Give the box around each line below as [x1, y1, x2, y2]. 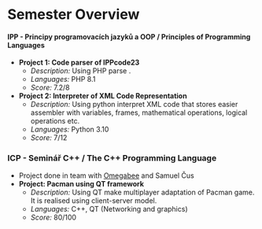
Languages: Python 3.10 [30, 124, 109, 135]
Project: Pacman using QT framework [18, 179, 145, 188]
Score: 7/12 [30, 133, 68, 142]
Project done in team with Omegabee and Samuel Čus [18, 171, 194, 180]
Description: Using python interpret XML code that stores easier [30, 100, 238, 109]
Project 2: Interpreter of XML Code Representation [18, 91, 187, 101]
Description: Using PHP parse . [30, 66, 131, 76]
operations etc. [30, 116, 80, 126]
